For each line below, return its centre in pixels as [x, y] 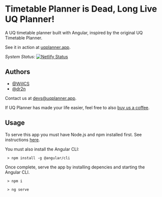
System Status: [20, 56]
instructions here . [22, 140]
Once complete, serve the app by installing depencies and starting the [75, 167]
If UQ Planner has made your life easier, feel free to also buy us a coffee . [77, 107]
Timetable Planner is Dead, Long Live [81, 9]
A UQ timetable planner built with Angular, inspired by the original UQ [74, 33]
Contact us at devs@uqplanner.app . [41, 98]
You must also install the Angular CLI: [42, 149]
